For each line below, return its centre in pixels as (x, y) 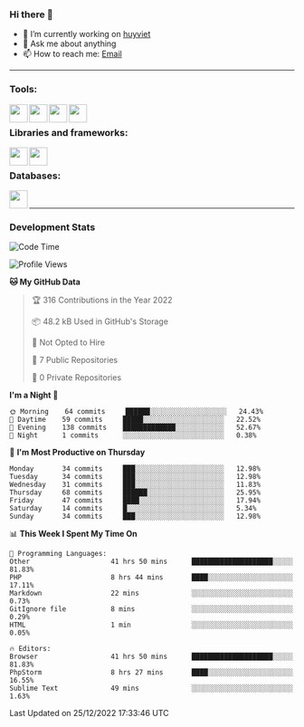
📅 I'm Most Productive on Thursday (77, 453)
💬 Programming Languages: (58, 554)
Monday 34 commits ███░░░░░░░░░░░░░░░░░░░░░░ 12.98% (135, 469)
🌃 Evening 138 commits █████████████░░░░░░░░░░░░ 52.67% (135, 428)
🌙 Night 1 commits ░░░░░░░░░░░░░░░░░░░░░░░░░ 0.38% (133, 435)
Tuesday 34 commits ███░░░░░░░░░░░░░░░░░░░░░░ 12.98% (135, 477)
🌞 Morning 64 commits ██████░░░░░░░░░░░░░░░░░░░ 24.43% (137, 412)
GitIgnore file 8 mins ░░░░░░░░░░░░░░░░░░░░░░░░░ (152, 609)
